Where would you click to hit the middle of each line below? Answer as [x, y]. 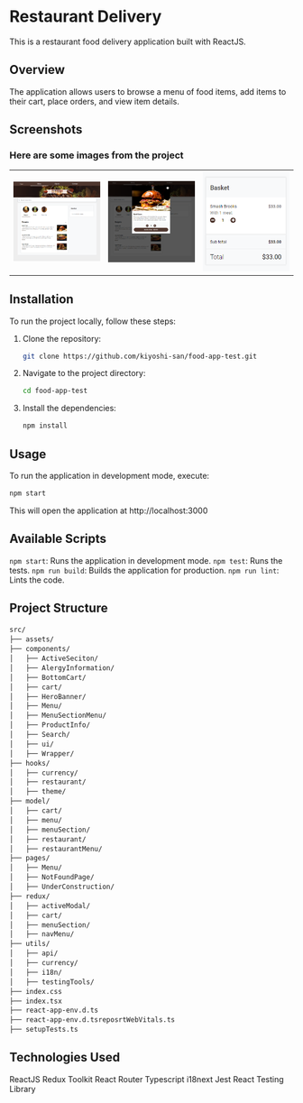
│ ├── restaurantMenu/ [56, 849]
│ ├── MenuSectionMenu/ [58, 716]
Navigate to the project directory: [84, 373]
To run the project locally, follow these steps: [92, 321]
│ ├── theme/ [38, 792]
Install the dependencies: [69, 409]
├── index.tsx [36, 1001]
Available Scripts [58, 539]
